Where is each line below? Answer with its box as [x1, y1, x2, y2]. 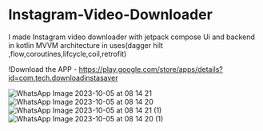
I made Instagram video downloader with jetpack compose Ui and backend [8, 32, 256, 42]
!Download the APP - [8, 64, 78, 73]
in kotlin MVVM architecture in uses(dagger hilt [8, 40, 164, 50]
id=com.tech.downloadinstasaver [8, 73, 118, 82]
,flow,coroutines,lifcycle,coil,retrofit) [8, 49, 127, 58]
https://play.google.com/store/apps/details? [78, 64, 224, 73]
